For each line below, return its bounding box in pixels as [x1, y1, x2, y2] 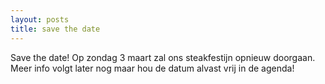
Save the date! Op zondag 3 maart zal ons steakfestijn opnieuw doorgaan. [10, 51, 316, 63]
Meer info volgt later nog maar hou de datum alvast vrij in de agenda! [10, 62, 295, 74]
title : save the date [10, 24, 101, 34]
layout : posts [10, 14, 70, 25]
